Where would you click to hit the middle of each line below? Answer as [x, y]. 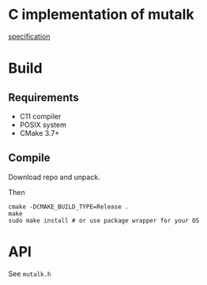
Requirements [43, 97]
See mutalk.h [30, 273]
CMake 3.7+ [40, 133]
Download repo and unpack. [54, 177]
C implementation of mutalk [102, 15]
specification [29, 36]
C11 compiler [40, 116]
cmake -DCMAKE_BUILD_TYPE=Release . [68, 207]
